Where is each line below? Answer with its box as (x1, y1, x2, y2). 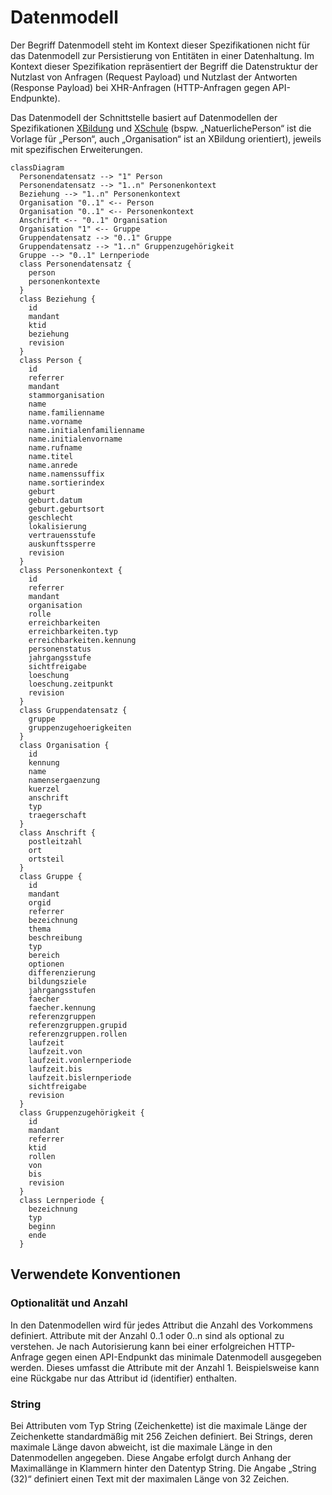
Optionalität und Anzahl (10, 1296, 128, 1310)
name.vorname (28, 416, 83, 426)
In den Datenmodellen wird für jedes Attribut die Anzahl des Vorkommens (10, 1319, 313, 1331)
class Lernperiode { (19, 1195, 105, 1205)
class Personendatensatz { (19, 259, 132, 269)
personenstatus (28, 644, 92, 654)
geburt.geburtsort (28, 504, 105, 514)
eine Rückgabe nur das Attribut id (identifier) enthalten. (10, 1372, 238, 1384)
